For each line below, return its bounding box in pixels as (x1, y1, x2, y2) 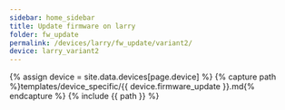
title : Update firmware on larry (9, 22, 136, 31)
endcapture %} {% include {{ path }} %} (9, 91, 160, 102)
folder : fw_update (9, 30, 79, 39)
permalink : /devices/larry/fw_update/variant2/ (9, 38, 193, 48)
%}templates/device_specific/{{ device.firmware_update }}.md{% (9, 81, 256, 92)
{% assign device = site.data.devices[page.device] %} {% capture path (9, 71, 277, 82)
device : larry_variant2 (9, 47, 100, 56)
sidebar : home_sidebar (9, 13, 95, 23)
